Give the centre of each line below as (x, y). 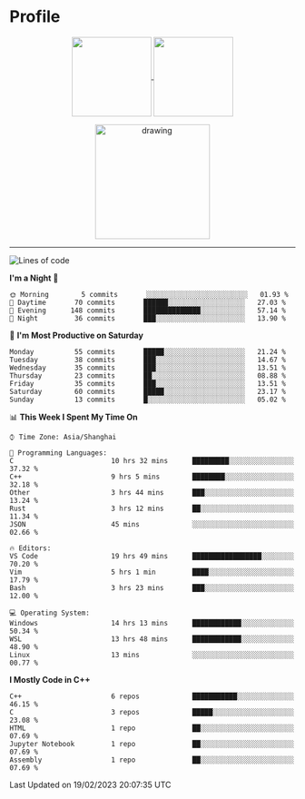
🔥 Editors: (30, 548)
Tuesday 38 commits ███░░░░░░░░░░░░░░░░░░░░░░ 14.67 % (148, 360)
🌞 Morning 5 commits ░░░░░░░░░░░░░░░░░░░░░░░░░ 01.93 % (149, 294)
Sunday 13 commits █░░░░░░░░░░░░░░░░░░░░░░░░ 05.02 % (148, 399)
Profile (35, 17)
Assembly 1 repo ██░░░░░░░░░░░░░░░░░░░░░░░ (152, 760)
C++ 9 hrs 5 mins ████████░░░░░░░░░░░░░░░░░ (152, 477)
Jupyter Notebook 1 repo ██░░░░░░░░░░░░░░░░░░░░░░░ (152, 744)
